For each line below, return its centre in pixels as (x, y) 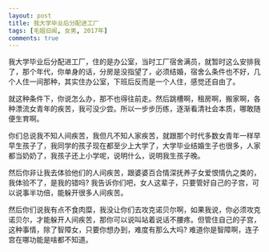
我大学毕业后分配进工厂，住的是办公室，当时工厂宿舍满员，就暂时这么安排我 (134, 62)
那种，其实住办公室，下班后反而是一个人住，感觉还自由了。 (141, 82)
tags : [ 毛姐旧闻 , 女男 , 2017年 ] (58, 30)
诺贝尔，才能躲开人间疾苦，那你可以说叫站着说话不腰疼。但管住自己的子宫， (134, 220)
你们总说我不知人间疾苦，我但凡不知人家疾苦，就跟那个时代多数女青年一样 (131, 136)
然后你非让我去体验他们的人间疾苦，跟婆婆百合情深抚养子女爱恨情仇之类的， (134, 173)
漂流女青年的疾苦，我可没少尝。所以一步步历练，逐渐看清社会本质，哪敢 (134, 109)
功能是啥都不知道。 (61, 240)
